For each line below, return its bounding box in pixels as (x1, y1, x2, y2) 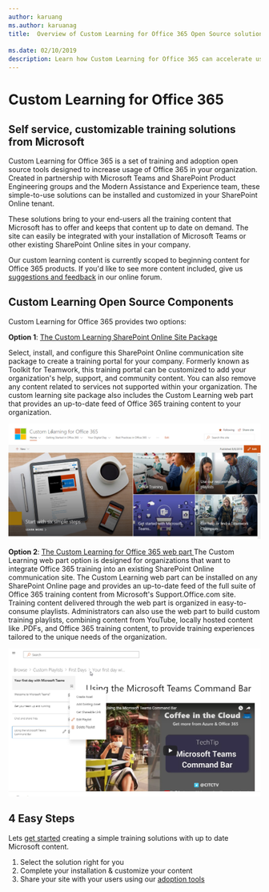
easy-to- (218, 598, 247, 608)
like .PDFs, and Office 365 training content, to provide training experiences (8, 624, 255, 633)
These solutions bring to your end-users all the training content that (8, 215, 232, 223)
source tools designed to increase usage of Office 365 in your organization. (8, 165, 258, 174)
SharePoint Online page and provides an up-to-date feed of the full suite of (8, 581, 256, 591)
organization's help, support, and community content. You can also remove (8, 373, 256, 383)
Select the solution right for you (19, 857, 124, 866)
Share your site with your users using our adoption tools (19, 874, 206, 884)
